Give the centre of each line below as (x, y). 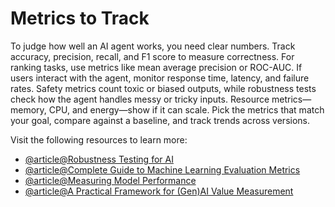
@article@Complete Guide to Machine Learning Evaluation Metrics (162, 169)
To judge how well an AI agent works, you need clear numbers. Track (153, 46)
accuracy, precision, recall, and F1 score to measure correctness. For (152, 56)
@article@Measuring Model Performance (110, 180)
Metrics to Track (80, 18)
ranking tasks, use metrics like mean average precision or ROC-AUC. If (156, 67)
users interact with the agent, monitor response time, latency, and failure (160, 78)
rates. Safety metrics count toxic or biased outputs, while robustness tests (163, 88)
